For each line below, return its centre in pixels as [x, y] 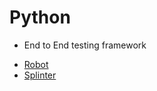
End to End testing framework [85, 45]
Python [40, 17]
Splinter [40, 75]
